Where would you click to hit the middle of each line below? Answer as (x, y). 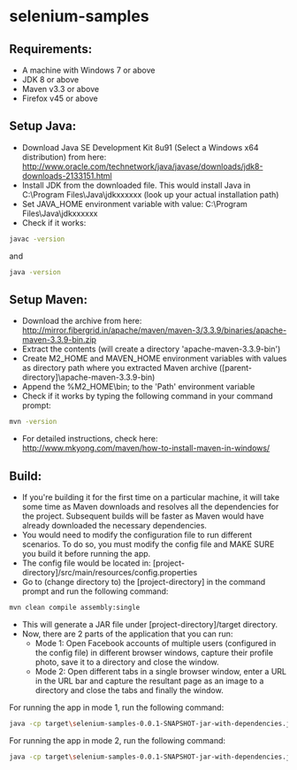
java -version (35, 272)
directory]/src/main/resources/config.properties (110, 573)
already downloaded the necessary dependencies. (114, 526)
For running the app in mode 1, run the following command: (117, 707)
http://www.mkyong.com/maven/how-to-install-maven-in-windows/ (146, 448)
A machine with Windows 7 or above (88, 70)
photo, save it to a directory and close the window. (127, 662)
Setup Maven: (49, 300)
